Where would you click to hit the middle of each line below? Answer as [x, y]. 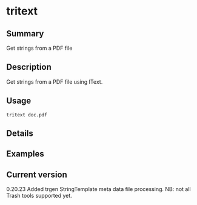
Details [20, 134]
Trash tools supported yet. [39, 196]
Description [29, 67]
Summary [25, 34]
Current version [37, 174]
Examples [25, 154]
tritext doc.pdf [27, 115]
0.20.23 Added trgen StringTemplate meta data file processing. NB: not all [98, 189]
